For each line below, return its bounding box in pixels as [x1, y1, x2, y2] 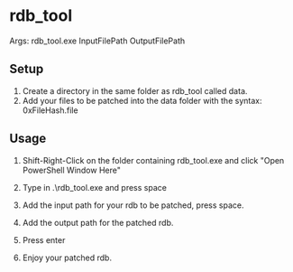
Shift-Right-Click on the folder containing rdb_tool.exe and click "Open [22, 155, 285, 165]
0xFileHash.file [22, 105, 78, 116]
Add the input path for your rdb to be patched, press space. [22, 200, 244, 211]
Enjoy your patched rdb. [22, 252, 113, 263]
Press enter [22, 234, 66, 245]
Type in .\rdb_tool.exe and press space [22, 182, 167, 192]
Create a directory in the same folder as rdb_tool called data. [22, 85, 248, 96]
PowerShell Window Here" [22, 164, 122, 175]
